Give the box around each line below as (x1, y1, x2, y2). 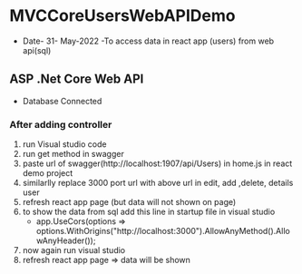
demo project (22, 168, 73, 179)
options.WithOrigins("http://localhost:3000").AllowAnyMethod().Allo (35, 226, 290, 237)
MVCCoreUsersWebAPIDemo (9, 5, 236, 26)
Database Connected (22, 95, 102, 106)
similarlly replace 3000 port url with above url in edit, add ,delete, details (22, 178, 294, 189)
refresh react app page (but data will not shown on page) (22, 197, 237, 208)
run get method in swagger (22, 149, 124, 160)
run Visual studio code (22, 139, 107, 150)
